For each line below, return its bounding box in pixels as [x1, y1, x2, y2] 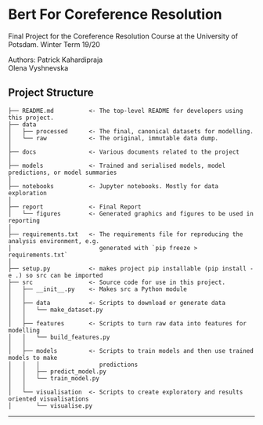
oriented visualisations [8, 394, 89, 403]
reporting [8, 216, 41, 224]
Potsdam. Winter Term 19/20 [8, 39, 100, 49]
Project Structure [8, 86, 94, 100]
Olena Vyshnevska [8, 63, 69, 72]
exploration [8, 189, 47, 197]
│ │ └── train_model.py [8, 374, 100, 382]
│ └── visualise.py [8, 401, 92, 409]
